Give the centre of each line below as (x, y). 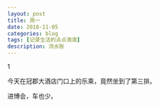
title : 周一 (24, 20)
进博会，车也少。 (32, 96)
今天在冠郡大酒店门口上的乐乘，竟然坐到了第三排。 (82, 81)
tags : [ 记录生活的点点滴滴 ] (44, 40)
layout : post (26, 14)
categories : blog (33, 33)
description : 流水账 (36, 46)
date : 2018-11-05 (33, 27)
